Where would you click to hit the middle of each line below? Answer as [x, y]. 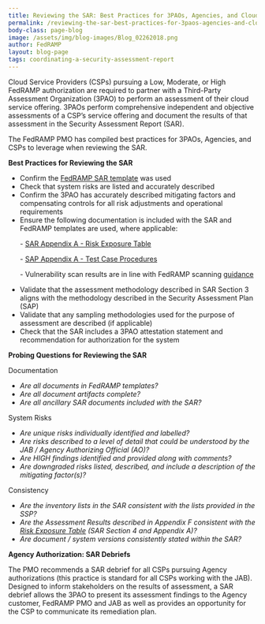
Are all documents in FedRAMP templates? [89, 385]
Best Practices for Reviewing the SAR [71, 163]
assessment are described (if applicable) [86, 323]
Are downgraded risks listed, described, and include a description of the [138, 466]
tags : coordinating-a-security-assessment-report [91, 60]
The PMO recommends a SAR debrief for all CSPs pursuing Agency [118, 570]
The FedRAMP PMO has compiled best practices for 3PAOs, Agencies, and [130, 139]
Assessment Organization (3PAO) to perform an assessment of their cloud [129, 99]
